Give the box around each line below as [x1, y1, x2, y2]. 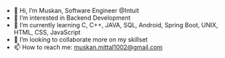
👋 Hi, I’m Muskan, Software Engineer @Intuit [13, 7, 140, 14]
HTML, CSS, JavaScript [13, 28, 81, 36]
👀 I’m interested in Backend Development [13, 14, 131, 22]
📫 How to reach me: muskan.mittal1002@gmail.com [13, 43, 163, 51]
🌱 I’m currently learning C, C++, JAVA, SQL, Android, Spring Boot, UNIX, [13, 21, 218, 29]
